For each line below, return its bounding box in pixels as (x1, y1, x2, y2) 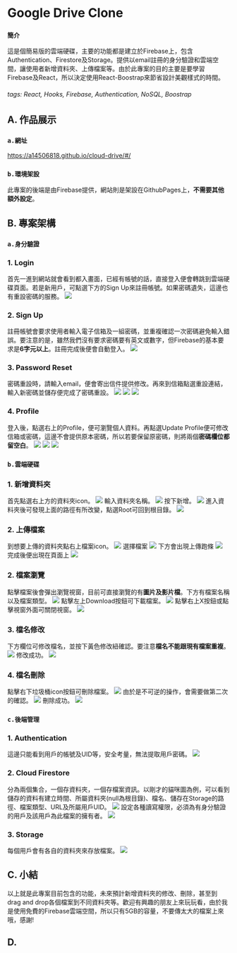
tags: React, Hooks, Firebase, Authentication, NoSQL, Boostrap (7, 90, 192, 99)
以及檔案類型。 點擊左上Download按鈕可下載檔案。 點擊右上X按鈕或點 (7, 596, 229, 605)
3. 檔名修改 (7, 625, 45, 634)
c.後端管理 (7, 715, 40, 724)
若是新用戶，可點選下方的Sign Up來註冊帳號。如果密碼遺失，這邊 (31, 283, 222, 292)
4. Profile (7, 407, 39, 417)
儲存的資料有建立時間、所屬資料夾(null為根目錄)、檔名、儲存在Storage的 (7, 794, 219, 802)
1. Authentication (7, 733, 67, 743)
